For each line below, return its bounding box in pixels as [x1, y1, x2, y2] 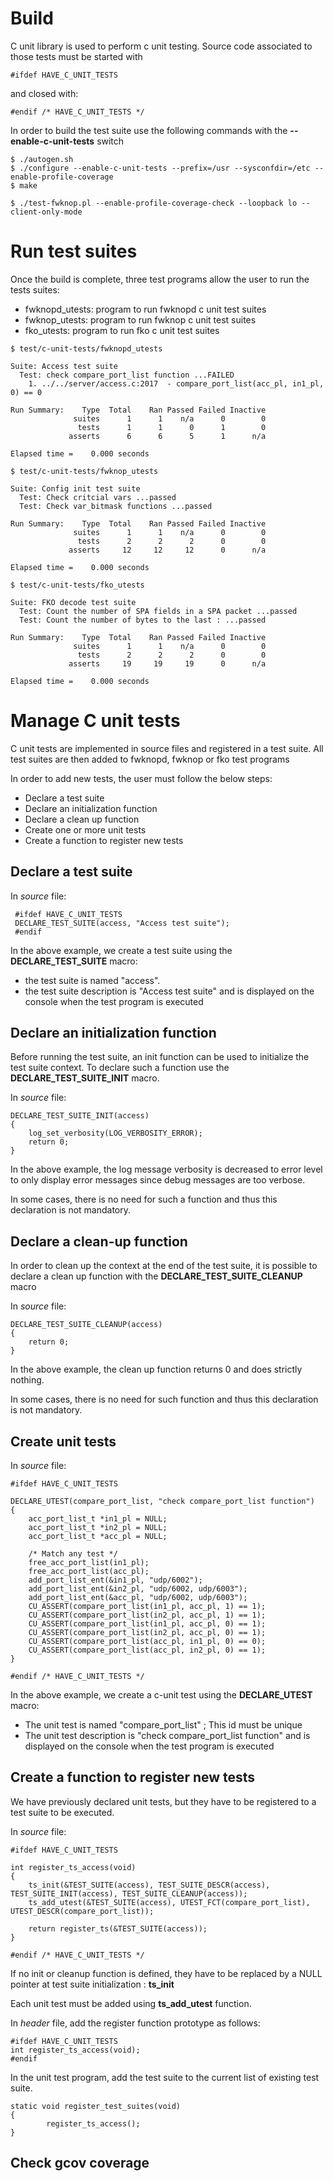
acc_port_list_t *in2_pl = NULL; [28, 1523, 168, 1533]
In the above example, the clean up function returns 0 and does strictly [10, 1363, 303, 1376]
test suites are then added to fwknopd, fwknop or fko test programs [10, 753, 290, 765]
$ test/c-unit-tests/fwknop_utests [10, 466, 159, 476]
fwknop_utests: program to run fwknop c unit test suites [24, 313, 257, 326]
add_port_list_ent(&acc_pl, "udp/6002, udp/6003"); [28, 1593, 248, 1603]
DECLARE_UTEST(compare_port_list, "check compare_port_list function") [10, 1497, 315, 1507]
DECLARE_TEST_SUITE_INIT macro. [10, 1072, 160, 1084]
